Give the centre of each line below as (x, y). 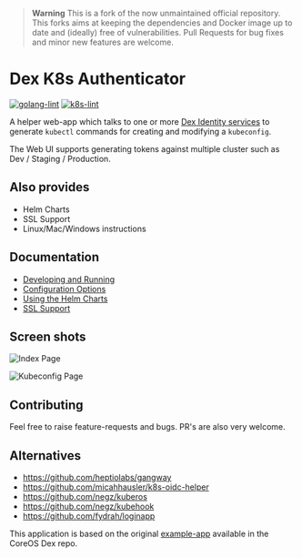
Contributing (46, 405)
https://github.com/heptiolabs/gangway (97, 477)
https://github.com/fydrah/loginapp (89, 516)
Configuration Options (64, 289)
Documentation (55, 257)
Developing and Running (69, 279)
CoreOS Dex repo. (44, 543)
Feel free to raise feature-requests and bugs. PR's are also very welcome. (147, 427)
